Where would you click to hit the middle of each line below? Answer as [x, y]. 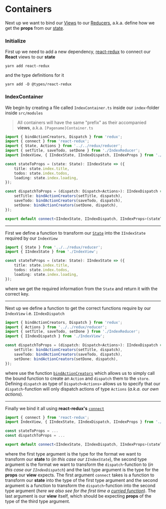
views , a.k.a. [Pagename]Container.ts [55, 128]
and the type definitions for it [35, 75]
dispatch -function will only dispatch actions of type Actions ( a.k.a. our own [82, 389]
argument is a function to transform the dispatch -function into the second [80, 485]
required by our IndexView [31, 238]
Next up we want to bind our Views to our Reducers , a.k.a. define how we [80, 23]
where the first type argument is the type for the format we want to [73, 454]
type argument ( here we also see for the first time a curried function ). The [81, 491]
